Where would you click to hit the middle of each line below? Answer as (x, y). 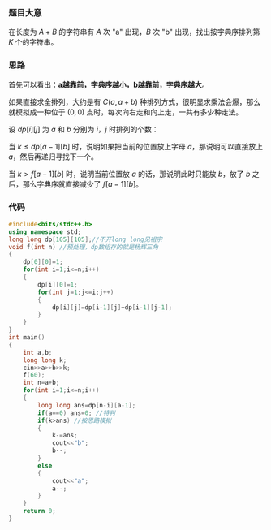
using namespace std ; (45, 232)
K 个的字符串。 (33, 42)
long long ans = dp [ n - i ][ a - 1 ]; (87, 405)
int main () (27, 338)
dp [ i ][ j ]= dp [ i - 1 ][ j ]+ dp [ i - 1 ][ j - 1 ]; (112, 307)
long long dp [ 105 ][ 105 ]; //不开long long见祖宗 (85, 239)
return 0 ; (40, 511)
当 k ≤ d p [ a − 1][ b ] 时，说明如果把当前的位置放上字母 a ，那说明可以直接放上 (136, 146)
